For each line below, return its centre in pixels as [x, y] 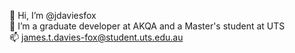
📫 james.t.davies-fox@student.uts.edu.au [96, 37]
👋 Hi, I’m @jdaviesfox [53, 15]
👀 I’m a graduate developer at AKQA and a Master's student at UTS [147, 26]
